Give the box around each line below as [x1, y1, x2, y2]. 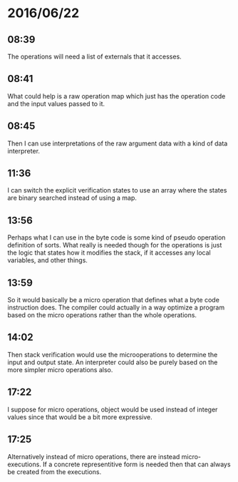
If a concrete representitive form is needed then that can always [42, 460, 231, 468]
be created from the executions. [7, 467, 102, 476]
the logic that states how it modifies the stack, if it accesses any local [7, 248, 212, 257]
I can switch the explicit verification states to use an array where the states [7, 186, 227, 195]
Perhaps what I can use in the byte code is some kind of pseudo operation [7, 233, 226, 242]
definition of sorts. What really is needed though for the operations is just [7, 241, 222, 250]
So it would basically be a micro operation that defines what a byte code [7, 296, 219, 304]
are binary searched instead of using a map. [7, 194, 137, 202]
